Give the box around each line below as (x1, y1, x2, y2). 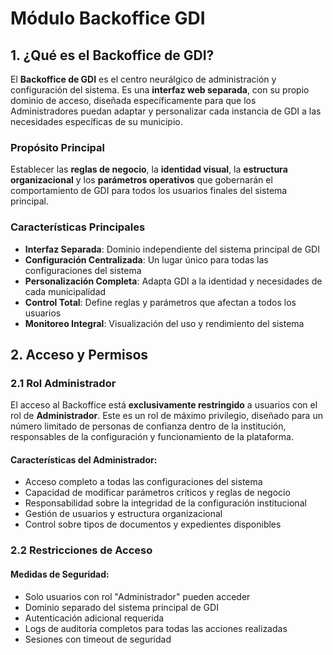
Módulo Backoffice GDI (10, 7, 206, 30)
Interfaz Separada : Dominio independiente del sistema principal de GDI (24, 243, 320, 255)
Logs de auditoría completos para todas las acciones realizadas (24, 622, 288, 634)
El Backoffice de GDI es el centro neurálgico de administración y (10, 73, 277, 85)
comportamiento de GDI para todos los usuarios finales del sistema (10, 185, 288, 197)
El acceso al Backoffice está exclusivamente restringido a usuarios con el (10, 399, 318, 411)
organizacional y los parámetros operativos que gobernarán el (10, 174, 273, 186)
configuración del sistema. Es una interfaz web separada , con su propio (10, 84, 310, 96)
